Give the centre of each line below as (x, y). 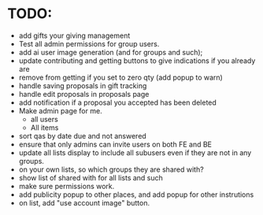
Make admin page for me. (61, 110)
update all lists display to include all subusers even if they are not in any (135, 152)
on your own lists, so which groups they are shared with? (111, 169)
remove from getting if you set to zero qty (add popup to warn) (121, 77)
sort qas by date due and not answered (82, 135)
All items (44, 128)
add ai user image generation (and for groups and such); (111, 52)
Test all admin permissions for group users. (89, 43)
